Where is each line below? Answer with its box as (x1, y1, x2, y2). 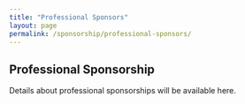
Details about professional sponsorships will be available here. (9, 85, 237, 96)
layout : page (9, 21, 57, 30)
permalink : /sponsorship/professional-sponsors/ (9, 29, 192, 38)
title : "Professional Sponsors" (9, 12, 128, 22)
